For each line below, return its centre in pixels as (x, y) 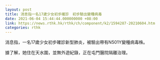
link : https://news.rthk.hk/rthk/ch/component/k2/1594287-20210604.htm (80, 23)
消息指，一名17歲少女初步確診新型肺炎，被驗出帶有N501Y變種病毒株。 (76, 42)
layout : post (18, 10)
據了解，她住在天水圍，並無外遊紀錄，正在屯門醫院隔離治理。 (68, 53)
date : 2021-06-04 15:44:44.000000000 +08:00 (51, 19)
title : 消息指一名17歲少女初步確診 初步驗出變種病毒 (54, 14)
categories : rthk (23, 28)
